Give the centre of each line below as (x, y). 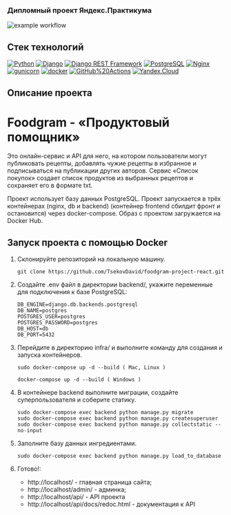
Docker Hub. (25, 221)
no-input (30, 431)
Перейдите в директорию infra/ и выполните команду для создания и (120, 348)
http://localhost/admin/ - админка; (77, 489)
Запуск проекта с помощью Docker (87, 243)
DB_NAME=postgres (42, 311)
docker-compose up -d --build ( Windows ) (79, 380)
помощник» (44, 137)
